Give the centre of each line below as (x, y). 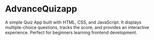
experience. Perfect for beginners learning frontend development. (71, 32)
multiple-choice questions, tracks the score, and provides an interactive (77, 27)
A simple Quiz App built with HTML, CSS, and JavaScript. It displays (73, 22)
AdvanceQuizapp (41, 9)
